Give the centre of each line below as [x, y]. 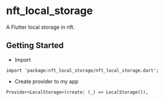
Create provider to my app [46, 81]
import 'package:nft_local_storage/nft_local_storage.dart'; [83, 70]
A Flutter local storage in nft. [41, 27]
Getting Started [35, 46]
